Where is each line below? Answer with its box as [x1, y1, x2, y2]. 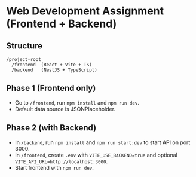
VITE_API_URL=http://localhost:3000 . [14, 157, 108, 165]
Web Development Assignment [6, 4, 164, 18]
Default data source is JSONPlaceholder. [14, 105, 115, 112]
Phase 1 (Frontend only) [6, 83, 96, 93]
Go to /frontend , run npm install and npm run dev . [14, 99, 139, 106]
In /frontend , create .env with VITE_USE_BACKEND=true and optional [14, 151, 177, 158]
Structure [6, 41, 43, 51]
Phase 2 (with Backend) [6, 123, 97, 133]
